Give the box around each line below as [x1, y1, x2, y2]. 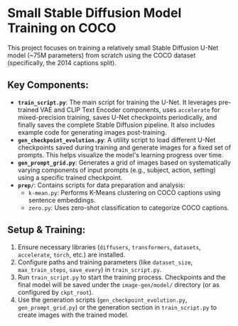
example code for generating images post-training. [17, 128, 167, 136]
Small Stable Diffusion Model [7, 5, 182, 21]
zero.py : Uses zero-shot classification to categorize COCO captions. [28, 203, 229, 212]
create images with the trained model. [17, 310, 129, 319]
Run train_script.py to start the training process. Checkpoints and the [17, 273, 226, 281]
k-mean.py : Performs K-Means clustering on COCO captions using [28, 188, 221, 196]
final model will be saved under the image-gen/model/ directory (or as [17, 280, 220, 288]
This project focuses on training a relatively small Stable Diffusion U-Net [7, 43, 219, 52]
